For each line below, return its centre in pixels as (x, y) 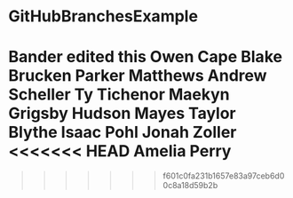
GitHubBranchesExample (103, 16)
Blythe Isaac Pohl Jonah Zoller (123, 133)
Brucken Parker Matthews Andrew (138, 76)
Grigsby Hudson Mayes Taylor (122, 114)
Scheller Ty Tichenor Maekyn (119, 95)
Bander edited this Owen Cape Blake (146, 57)
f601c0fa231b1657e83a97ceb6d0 (224, 176)
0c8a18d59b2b (190, 186)
